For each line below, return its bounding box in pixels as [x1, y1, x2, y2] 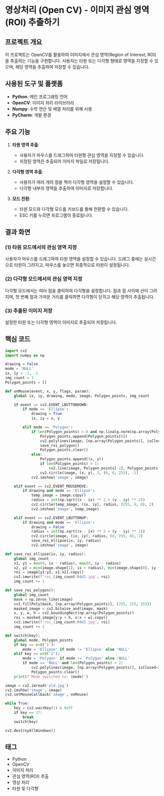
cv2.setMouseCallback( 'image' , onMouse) [5, 692, 89, 697]
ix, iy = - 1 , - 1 [5, 371, 38, 376]
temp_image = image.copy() [31, 493, 86, 498]
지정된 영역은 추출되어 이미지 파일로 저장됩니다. [19, 158, 110, 164]
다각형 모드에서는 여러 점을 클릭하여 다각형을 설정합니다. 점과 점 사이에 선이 [5, 287, 148, 293]
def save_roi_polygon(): [5, 588, 56, 593]
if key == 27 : [14, 710, 42, 715]
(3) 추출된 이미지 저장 [5, 307, 53, 314]
